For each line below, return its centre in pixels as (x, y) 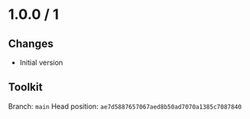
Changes (31, 44)
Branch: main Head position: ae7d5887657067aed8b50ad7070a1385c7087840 (125, 106)
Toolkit (26, 87)
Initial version (41, 62)
